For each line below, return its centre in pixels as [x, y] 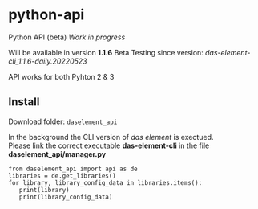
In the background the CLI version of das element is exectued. [111, 137]
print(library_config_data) [66, 197]
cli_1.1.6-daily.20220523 [48, 61]
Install [24, 102]
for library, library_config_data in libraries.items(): [105, 182]
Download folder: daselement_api [63, 121]
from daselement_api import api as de [73, 169]
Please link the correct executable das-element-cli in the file [109, 145]
